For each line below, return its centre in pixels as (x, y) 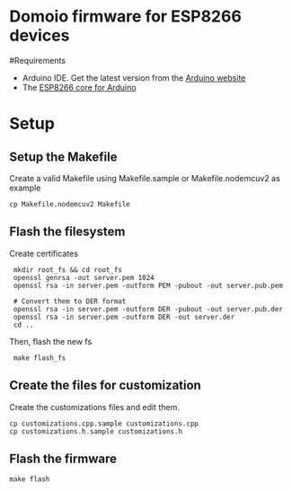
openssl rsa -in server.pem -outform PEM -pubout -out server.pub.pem (148, 285)
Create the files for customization (106, 386)
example (25, 188)
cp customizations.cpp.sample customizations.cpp (104, 424)
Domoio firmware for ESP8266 (126, 17)
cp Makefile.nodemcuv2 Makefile (70, 204)
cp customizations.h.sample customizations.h (96, 431)
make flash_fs (40, 358)
